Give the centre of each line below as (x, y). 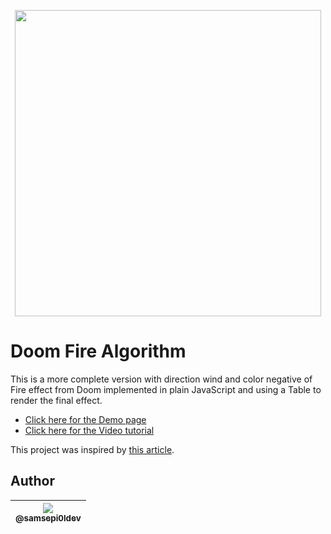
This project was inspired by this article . (92, 449)
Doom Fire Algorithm (98, 351)
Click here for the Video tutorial (89, 430)
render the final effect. (56, 400)
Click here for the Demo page (85, 419)
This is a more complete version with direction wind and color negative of (161, 379)
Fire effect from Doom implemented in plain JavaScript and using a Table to (166, 389)
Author (32, 481)
